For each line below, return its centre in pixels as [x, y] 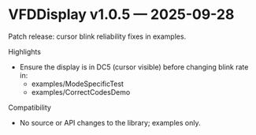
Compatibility [30, 107]
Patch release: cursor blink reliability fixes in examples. [97, 36]
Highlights [25, 51]
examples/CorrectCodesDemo [81, 92]
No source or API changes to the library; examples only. [110, 122]
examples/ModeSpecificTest [78, 84]
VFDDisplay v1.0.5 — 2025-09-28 [121, 15]
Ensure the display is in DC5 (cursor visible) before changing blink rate [134, 67]
